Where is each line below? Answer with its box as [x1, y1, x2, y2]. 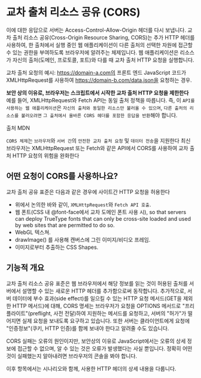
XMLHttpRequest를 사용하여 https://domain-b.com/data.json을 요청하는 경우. [6, 76, 193, 84]
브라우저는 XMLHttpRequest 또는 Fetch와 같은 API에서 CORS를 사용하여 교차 [6, 144, 188, 151]
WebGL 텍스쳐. [14, 228, 51, 236]
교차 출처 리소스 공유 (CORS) [6, 5, 141, 19]
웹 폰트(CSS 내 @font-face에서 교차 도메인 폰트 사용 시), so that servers [14, 208, 187, 215]
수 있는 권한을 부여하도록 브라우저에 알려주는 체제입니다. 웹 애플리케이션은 [6, 48, 179, 56]
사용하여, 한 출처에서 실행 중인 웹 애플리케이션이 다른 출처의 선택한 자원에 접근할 [6, 41, 193, 48]
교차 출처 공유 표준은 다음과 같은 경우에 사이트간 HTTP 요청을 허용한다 [6, 188, 170, 195]
